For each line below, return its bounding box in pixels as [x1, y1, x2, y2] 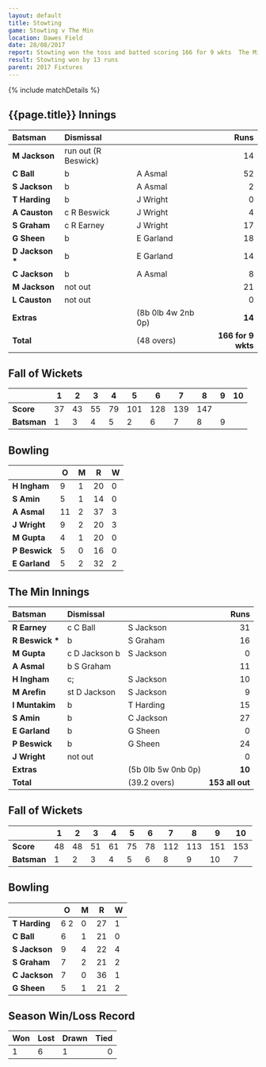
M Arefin [12, 686, 46, 698]
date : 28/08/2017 [8, 41, 66, 49]
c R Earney [64, 219, 104, 230]
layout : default [8, 11, 62, 20]
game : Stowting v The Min [8, 26, 93, 34]
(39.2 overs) [127, 777, 176, 787]
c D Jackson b [66, 648, 121, 659]
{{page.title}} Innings [8, 108, 117, 122]
